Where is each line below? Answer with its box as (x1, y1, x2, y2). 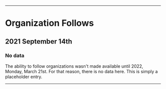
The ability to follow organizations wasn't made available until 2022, (5, 63, 143, 69)
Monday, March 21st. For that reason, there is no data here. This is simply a (5, 68, 158, 74)
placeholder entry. (5, 74, 42, 80)
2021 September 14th (5, 37, 73, 45)
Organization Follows (5, 18, 94, 29)
